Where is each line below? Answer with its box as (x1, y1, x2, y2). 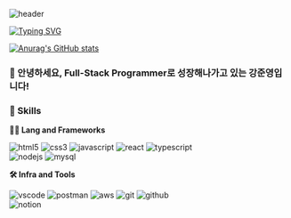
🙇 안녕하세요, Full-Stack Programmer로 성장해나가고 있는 (9, 67, 247, 79)
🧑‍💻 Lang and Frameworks (9, 125, 106, 135)
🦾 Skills (9, 104, 42, 117)
